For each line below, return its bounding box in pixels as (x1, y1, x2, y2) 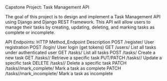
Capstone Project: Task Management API (5, 4, 90, 10)
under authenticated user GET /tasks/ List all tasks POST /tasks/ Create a (5, 49, 156, 55)
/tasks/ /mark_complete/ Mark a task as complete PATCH (5, 65, 121, 71)
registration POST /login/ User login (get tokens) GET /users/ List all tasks (5, 44, 157, 50)
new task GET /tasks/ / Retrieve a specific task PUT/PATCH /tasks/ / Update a (5, 55, 162, 61)
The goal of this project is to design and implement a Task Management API (5, 14, 161, 19)
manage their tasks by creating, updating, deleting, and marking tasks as (5, 24, 155, 30)
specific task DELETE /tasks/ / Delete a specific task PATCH (5, 60, 127, 66)
